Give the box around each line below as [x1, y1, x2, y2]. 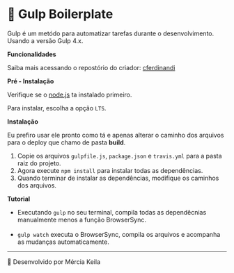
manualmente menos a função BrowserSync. [17, 215, 147, 224]
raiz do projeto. [17, 159, 61, 167]
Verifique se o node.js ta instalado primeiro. [7, 90, 132, 99]
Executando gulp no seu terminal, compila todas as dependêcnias [17, 208, 207, 216]
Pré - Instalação [7, 76, 54, 85]
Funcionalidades [7, 50, 57, 58]
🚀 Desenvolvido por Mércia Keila [7, 257, 101, 266]
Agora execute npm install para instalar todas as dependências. [17, 166, 203, 174]
